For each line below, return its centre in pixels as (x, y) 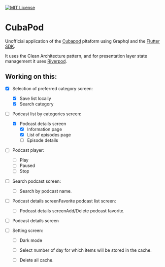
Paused (27, 166)
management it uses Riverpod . (36, 61)
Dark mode (31, 240)
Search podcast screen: (36, 181)
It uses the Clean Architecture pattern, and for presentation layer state (76, 56)
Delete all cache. (36, 260)
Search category (36, 104)
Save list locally (35, 98)
